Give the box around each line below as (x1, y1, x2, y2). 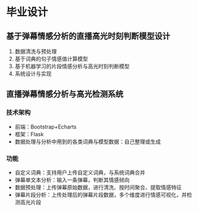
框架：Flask (14, 130, 44, 137)
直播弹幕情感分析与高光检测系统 (6, 89, 124, 99)
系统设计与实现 (14, 70, 52, 77)
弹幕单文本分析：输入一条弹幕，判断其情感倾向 (14, 176, 130, 183)
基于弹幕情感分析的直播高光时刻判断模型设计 (6, 31, 171, 41)
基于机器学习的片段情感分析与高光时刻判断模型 (14, 63, 130, 70)
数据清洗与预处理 (14, 48, 57, 55)
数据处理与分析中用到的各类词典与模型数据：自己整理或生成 (14, 138, 161, 145)
